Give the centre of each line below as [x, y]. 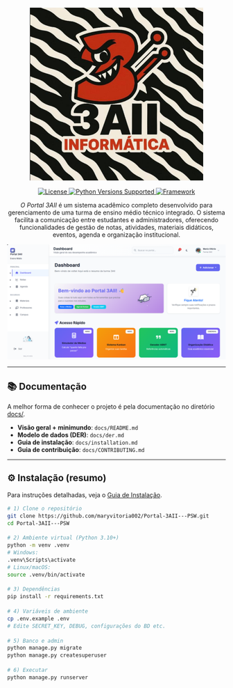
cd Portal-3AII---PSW [38, 523]
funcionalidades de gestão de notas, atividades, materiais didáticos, [116, 228]
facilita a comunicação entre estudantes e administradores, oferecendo [116, 220]
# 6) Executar [28, 670]
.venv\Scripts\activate [42, 560]
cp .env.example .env [38, 618]
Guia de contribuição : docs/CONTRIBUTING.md [81, 449]
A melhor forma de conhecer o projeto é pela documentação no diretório [111, 406]
